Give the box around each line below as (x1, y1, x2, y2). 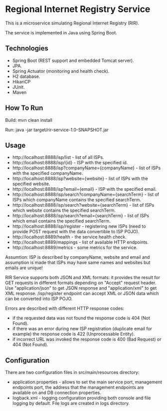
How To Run (5, 104, 43, 112)
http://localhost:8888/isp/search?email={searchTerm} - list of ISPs (12, 213, 150, 219)
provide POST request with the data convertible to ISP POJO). (12, 229, 140, 235)
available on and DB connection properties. (12, 390, 101, 396)
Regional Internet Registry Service (5, 3, 151, 15)
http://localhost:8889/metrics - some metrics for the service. (12, 245, 138, 251)
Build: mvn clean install (5, 117, 52, 123)
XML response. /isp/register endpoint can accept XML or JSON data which (5, 291, 159, 297)
